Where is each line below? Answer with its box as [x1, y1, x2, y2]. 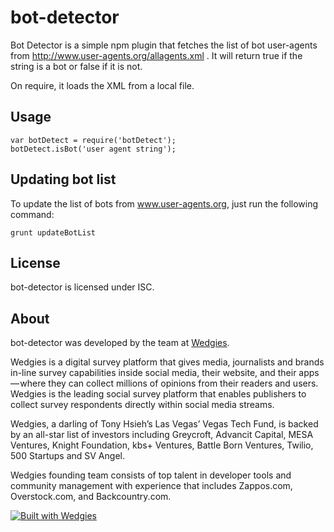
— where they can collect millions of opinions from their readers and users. [10, 377, 319, 390]
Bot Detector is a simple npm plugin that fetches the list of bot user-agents [10, 39, 318, 51]
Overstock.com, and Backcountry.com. [10, 491, 172, 503]
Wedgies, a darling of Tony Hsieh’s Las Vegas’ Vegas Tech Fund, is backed [10, 418, 319, 430]
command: [10, 208, 55, 220]
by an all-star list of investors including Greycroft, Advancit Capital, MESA [10, 429, 314, 441]
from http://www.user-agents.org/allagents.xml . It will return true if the [10, 49, 303, 61]
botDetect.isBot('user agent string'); [10, 144, 177, 154]
